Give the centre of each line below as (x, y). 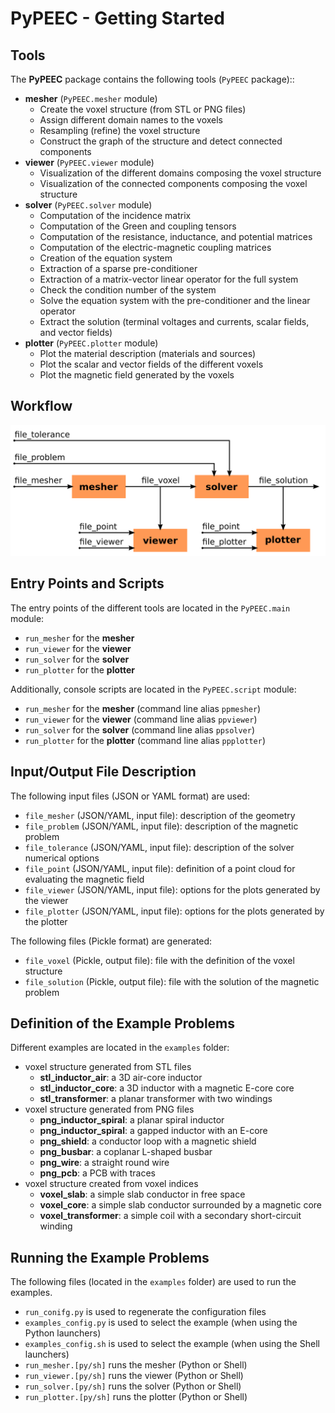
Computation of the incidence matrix (115, 215)
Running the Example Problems (110, 1257)
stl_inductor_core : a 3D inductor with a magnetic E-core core (167, 1088)
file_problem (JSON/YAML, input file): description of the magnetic (161, 826)
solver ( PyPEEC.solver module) (88, 205)
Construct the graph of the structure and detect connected (161, 141)
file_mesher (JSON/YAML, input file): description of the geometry (160, 815)
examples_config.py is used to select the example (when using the (161, 1323)
